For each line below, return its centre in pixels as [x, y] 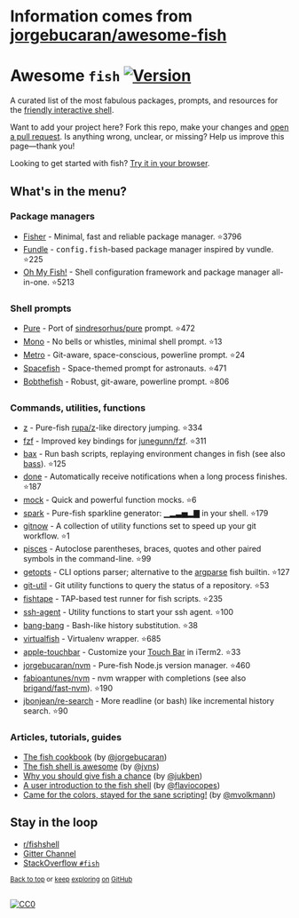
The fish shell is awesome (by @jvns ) [91, 766]
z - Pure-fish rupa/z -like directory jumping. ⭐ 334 [113, 427]
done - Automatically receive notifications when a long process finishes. [155, 476]
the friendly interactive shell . [62, 110]
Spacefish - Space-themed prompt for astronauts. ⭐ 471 [125, 368]
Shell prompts [41, 308]
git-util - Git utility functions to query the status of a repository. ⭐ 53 [146, 586]
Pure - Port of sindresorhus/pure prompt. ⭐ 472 [109, 328]
